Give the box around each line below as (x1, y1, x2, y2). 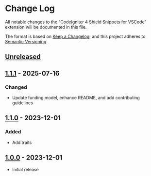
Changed (5, 83, 28, 90)
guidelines (12, 100, 33, 106)
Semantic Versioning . (5, 38, 48, 44)
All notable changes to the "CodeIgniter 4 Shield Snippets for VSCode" (5, 19, 147, 25)
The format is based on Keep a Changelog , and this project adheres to (5, 33, 146, 39)
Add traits (12, 139, 32, 145)
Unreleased (5, 53, 41, 61)
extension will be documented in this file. (5, 24, 87, 30)
